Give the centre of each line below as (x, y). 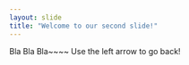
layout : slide (36, 17)
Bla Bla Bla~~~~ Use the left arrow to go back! (95, 51)
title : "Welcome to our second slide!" (84, 26)
